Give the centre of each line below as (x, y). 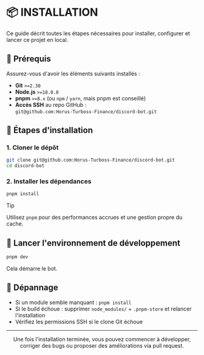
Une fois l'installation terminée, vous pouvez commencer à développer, (102, 339)
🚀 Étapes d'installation (49, 130)
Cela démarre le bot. (32, 269)
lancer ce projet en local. (37, 40)
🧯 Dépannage (32, 288)
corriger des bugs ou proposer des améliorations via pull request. (102, 345)
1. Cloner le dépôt (32, 148)
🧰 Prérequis (29, 59)
